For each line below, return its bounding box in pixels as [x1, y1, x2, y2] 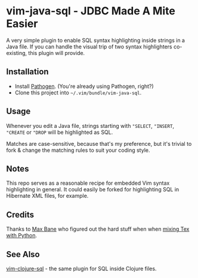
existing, [6, 49, 27, 56]
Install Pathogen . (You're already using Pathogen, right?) [14, 83, 154, 90]
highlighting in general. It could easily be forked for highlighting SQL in [6, 186, 180, 193]
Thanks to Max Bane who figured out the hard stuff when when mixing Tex [6, 225, 190, 233]
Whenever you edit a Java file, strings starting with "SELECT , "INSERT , [6, 122, 175, 129]
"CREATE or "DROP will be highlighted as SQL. [6, 129, 113, 136]
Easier [6, 17, 38, 30]
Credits [6, 209, 35, 219]
